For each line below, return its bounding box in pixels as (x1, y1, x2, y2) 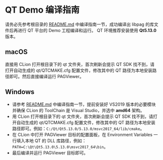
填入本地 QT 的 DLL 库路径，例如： (16, 138, 87, 144)
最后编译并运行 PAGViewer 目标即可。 (12, 150, 89, 156)
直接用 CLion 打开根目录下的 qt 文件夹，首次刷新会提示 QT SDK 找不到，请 (5, 61, 155, 67)
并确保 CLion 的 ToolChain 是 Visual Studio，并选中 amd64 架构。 (12, 107, 145, 113)
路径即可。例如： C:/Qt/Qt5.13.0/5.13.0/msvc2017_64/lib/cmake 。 (12, 126, 145, 131)
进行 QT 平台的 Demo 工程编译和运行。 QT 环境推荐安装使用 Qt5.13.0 (18, 27, 157, 33)
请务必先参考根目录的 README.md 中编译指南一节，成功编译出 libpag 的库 (5, 21, 154, 27)
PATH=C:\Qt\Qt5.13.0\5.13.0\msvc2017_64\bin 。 (12, 144, 109, 149)
